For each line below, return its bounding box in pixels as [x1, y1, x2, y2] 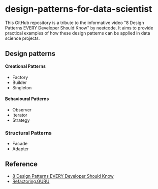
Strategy [12, 117, 30, 123]
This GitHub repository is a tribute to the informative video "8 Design [5, 20, 144, 26]
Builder [12, 80, 27, 85]
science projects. [5, 35, 40, 41]
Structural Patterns [5, 129, 52, 136]
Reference [5, 160, 38, 168]
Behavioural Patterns [5, 96, 49, 102]
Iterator [12, 112, 28, 118]
